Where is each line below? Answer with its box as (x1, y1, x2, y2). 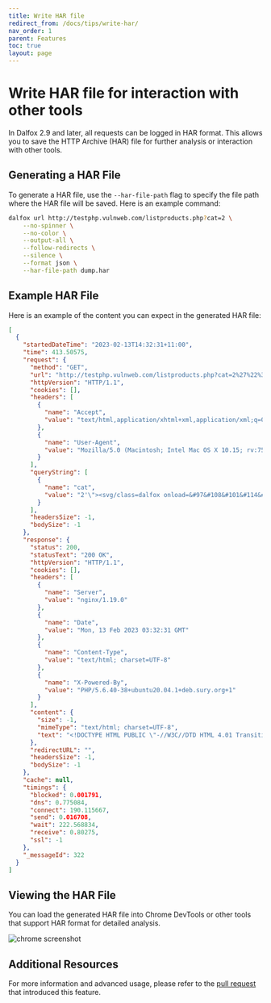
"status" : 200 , (29, 543, 81, 551)
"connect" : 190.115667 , (29, 806, 110, 814)
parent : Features (8, 34, 67, 43)
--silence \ (23, 252, 63, 260)
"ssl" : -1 (29, 836, 63, 844)
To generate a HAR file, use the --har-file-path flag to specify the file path (8, 190, 260, 199)
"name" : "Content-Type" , (44, 649, 128, 657)
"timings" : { (23, 784, 67, 792)
